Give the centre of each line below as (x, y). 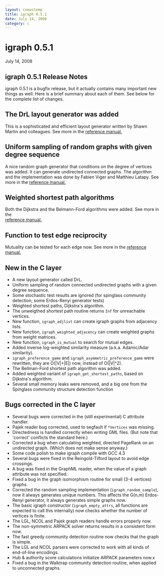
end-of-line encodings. (35, 552)
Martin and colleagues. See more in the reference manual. (64, 131)
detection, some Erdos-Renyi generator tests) (58, 301)
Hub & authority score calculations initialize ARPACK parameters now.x (83, 557)
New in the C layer (34, 268)
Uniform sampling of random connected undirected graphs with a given (84, 285)
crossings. (23, 463)
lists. (17, 327)
